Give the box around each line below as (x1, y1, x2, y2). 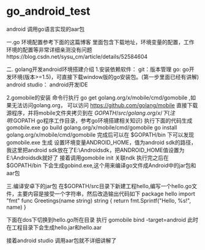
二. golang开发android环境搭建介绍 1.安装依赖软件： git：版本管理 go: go (6, 66, 190, 73)
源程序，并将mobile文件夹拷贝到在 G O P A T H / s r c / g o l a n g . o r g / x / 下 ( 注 (6, 109, 176, 116)
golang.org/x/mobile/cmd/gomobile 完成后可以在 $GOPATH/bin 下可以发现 (6, 131, 195, 138)
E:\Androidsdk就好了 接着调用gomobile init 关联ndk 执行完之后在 (6, 154, 170, 161)
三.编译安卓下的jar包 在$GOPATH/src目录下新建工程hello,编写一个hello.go (6, 182, 192, 189)
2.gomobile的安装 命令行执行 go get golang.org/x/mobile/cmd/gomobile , (6, 94, 191, 101)
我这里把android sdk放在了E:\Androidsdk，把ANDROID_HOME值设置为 (6, 146, 185, 154)
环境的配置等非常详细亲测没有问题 (6, 46, 92, 53)
